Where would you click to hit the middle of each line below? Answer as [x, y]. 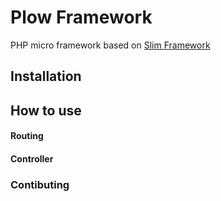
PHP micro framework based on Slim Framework [110, 45]
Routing [27, 136]
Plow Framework [81, 17]
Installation [46, 76]
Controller [32, 158]
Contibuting [40, 184]
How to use [46, 110]
